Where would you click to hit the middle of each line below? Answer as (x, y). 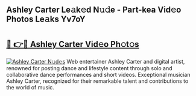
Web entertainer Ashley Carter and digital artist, (126, 61)
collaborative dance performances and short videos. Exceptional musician (98, 75)
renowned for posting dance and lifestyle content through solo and (89, 68)
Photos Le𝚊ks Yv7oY (46, 19)
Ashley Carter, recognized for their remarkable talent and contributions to (97, 81)
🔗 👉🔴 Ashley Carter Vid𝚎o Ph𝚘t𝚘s (73, 44)
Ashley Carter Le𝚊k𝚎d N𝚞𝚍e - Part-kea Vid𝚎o (94, 10)
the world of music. (30, 87)
